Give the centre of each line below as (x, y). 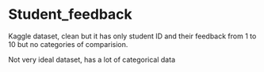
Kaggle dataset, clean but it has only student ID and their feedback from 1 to (132, 36)
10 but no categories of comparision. (68, 44)
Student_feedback (70, 14)
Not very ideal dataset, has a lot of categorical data (92, 59)
